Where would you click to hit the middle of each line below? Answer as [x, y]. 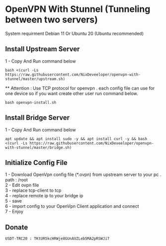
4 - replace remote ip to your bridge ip [44, 196]
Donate [17, 227]
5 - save [14, 201]
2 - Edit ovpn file [22, 185]
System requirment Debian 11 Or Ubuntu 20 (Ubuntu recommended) [74, 33]
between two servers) [52, 20]
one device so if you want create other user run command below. [72, 93]
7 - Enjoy [14, 212]
